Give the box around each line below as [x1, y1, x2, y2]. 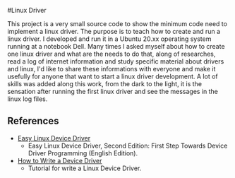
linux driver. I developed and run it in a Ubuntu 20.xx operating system [7, 35, 212, 43]
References [7, 115, 59, 127]
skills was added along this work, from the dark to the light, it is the [7, 80, 203, 88]
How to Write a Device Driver [17, 156, 102, 165]
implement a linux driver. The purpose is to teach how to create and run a [7, 28, 221, 35]
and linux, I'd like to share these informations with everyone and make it [7, 65, 216, 73]
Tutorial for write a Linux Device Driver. [28, 164, 142, 172]
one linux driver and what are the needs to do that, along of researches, [7, 49, 216, 58]
